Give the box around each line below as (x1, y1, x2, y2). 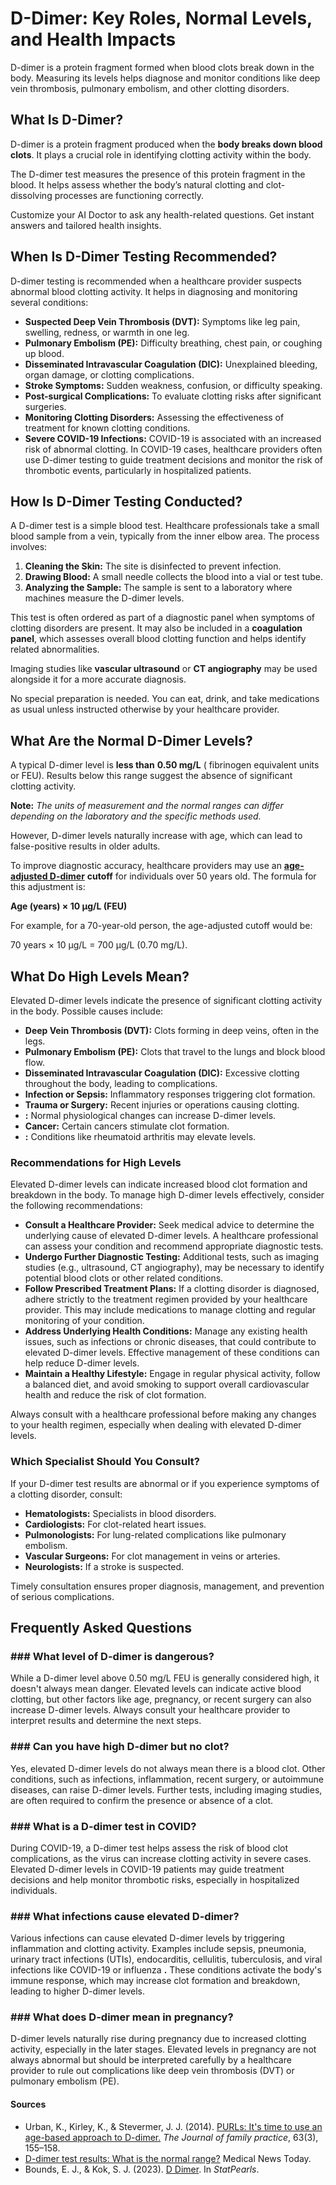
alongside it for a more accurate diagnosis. (10, 673, 187, 686)
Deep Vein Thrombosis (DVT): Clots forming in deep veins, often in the (24, 1025, 320, 1036)
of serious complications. (10, 1590, 115, 1602)
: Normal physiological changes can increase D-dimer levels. (24, 1110, 277, 1121)
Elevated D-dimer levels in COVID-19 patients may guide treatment (10, 1863, 285, 1875)
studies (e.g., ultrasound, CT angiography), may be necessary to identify (24, 1262, 325, 1274)
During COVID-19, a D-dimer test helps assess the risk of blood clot (10, 1842, 288, 1854)
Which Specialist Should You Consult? (10, 1455, 200, 1469)
